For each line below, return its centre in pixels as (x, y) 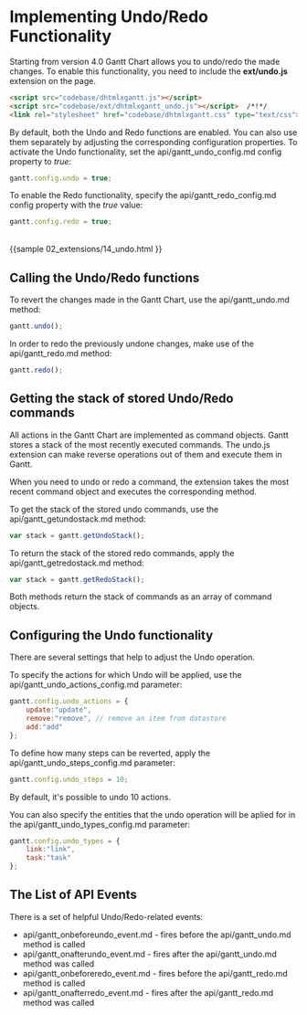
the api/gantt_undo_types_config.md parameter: (100, 824)
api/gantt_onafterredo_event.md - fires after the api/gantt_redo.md (148, 992)
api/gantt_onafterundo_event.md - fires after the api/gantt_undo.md (149, 954)
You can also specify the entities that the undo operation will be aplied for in (153, 814)
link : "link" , (51, 850)
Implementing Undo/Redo (109, 17)
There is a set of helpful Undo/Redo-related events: (106, 916)
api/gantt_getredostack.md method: (77, 563)
